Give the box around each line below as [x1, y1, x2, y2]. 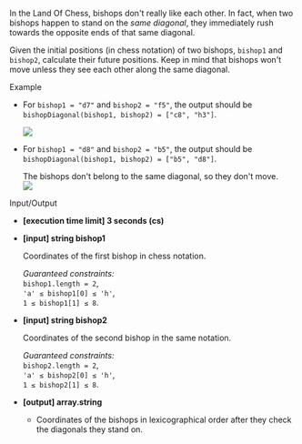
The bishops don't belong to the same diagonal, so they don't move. [22, 171, 279, 181]
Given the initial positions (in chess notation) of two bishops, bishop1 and [9, 45, 283, 55]
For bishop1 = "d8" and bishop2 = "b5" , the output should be [22, 144, 253, 154]
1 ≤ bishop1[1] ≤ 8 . [22, 298, 99, 308]
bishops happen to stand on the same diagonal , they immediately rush [9, 17, 275, 28]
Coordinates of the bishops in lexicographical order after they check [35, 414, 293, 425]
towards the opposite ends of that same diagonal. [9, 27, 196, 37]
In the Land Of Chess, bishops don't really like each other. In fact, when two [9, 8, 294, 18]
